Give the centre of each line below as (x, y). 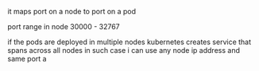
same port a (27, 59)
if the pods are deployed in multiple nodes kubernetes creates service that (129, 42)
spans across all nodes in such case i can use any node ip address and (124, 50)
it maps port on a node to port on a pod (72, 11)
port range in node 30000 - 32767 (64, 26)
